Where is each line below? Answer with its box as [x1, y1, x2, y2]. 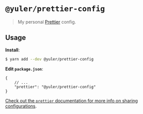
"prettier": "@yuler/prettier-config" [14, 84, 96, 89]
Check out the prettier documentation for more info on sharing [5, 97, 138, 103]
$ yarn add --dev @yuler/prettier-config [5, 56, 94, 62]
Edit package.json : [5, 66, 43, 72]
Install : [5, 47, 20, 53]
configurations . [5, 103, 37, 109]
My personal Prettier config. [17, 19, 76, 25]
